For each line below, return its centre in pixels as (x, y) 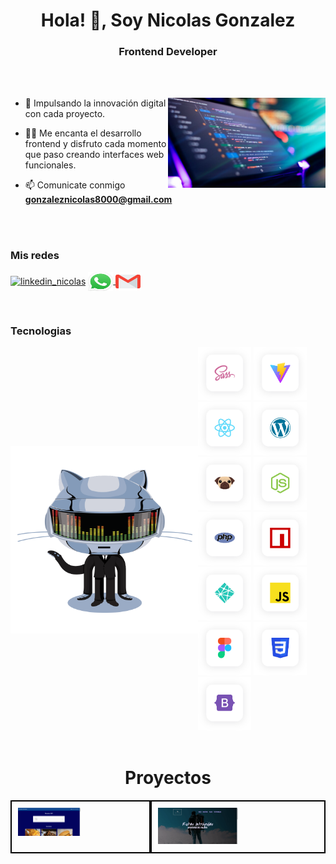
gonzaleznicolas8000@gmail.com (98, 200)
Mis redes (35, 256)
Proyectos (168, 778)
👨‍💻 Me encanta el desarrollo (83, 133)
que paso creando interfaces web (94, 155)
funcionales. (50, 165)
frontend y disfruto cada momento (95, 144)
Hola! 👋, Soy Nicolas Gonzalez (168, 20)
